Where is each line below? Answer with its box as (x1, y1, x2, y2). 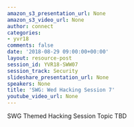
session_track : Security (7, 67, 78, 74)
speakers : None (7, 80, 51, 87)
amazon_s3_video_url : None (7, 16, 85, 23)
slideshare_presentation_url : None (7, 73, 109, 81)
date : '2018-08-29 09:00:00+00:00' (7, 49, 109, 56)
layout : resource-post (7, 55, 72, 62)
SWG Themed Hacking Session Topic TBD (7, 112, 127, 120)
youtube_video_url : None (7, 93, 78, 100)
